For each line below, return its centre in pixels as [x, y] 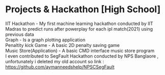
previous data [20, 34]
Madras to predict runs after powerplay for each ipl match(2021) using [79, 29]
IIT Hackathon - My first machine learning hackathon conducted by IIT [79, 23]
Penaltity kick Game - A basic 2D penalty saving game [63, 45]
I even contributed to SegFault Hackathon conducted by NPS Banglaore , [82, 56]
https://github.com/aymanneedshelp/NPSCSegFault [60, 67]
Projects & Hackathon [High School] [83, 9]
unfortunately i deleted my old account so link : [55, 61]
